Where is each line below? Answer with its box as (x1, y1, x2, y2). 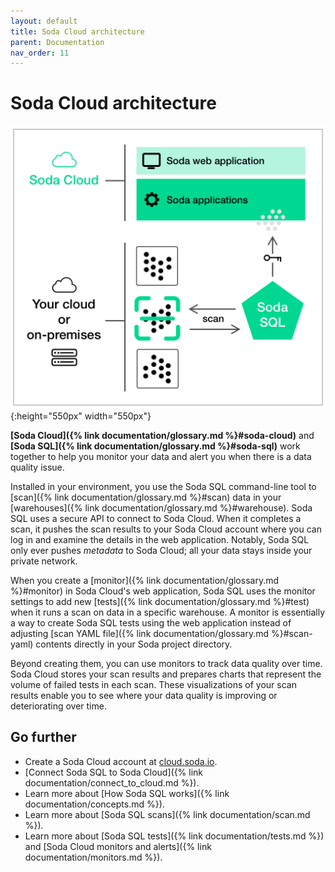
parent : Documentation (10, 37, 105, 47)
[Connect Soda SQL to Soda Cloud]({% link (24, 766, 204, 778)
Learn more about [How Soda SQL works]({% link (24, 787, 230, 799)
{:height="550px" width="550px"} (10, 410, 152, 422)
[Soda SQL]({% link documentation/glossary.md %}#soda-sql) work (10, 440, 301, 452)
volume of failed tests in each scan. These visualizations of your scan (10, 679, 297, 690)
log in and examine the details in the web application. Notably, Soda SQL (10, 534, 310, 545)
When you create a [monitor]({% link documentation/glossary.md (10, 575, 280, 586)
